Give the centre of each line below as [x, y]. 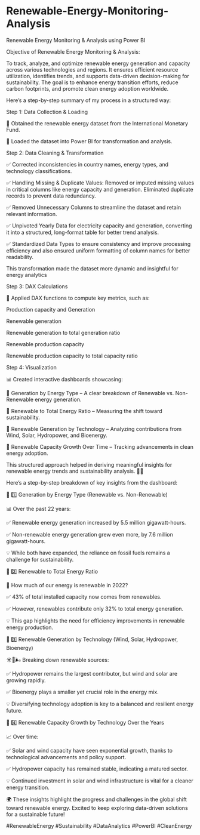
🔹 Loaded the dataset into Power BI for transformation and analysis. [89, 141]
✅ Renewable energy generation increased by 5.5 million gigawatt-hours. [96, 522]
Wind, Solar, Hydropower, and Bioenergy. [57, 435]
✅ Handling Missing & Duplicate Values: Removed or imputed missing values [100, 183]
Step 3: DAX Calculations [37, 286]
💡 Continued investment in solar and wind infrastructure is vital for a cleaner [100, 781]
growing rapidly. [26, 680]
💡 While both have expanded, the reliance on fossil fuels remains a [88, 553]
